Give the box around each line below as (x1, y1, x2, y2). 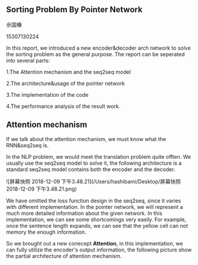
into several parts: (6, 57, 50, 64)
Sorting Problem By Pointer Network (6, 5, 143, 15)
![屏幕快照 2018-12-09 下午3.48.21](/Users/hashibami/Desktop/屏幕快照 (6, 178, 181, 185)
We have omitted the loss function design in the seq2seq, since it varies (6, 197, 181, 204)
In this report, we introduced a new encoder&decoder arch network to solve (6, 44, 191, 51)
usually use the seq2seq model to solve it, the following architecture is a (6, 159, 182, 166)
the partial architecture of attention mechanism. (6, 252, 122, 259)
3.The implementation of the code (6, 91, 89, 98)
